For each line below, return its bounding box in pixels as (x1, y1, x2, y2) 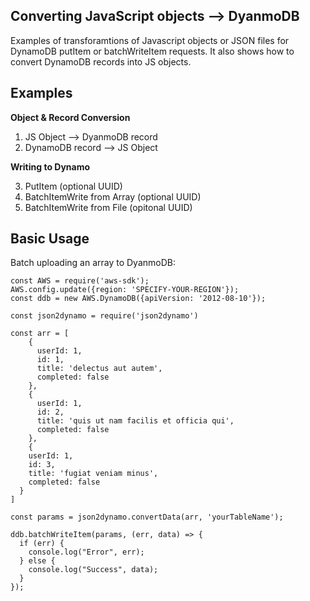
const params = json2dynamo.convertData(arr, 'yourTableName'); (10, 512, 284, 523)
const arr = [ (10, 329, 70, 339)
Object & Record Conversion (10, 111, 131, 123)
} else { (19, 556, 56, 566)
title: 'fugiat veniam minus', (28, 469, 159, 479)
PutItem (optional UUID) (24, 180, 123, 192)
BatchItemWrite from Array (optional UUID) (24, 190, 202, 203)
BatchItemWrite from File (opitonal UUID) (24, 201, 193, 213)
